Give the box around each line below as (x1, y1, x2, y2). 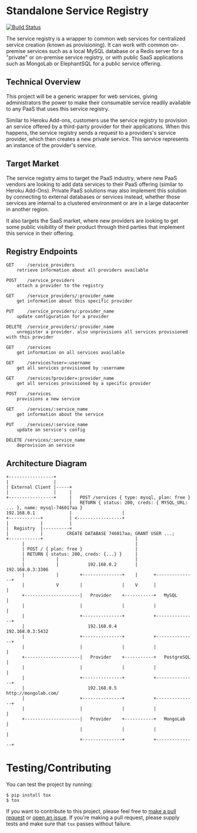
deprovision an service (16, 443, 75, 449)
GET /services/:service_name (6, 406, 88, 413)
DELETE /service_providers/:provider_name (6, 324, 115, 330)
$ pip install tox (6, 792, 51, 798)
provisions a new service (16, 396, 81, 402)
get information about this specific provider (16, 298, 133, 304)
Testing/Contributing (6, 761, 112, 775)
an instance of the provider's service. (6, 141, 97, 148)
